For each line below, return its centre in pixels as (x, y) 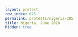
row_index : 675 (21, 14)
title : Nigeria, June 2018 (33, 23)
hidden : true (18, 27)
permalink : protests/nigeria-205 (39, 18)
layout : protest (22, 9)
